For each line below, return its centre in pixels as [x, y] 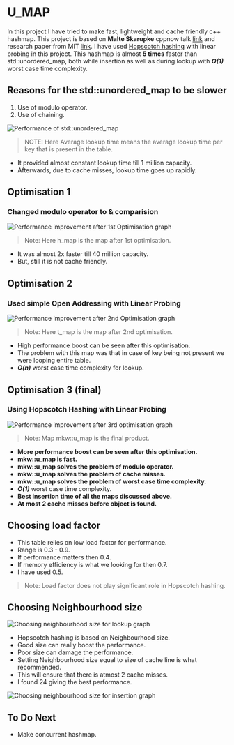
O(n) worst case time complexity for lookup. [80, 368]
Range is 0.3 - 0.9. [44, 550]
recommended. [39, 668]
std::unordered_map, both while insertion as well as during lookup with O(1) [116, 61]
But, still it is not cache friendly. [62, 262]
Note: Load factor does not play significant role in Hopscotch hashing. [125, 585]
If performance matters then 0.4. [64, 557]
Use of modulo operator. [52, 107]
